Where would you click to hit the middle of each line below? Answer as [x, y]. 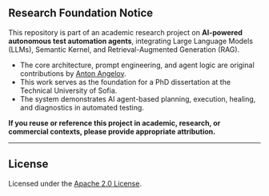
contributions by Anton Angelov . [73, 73]
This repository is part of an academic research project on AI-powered [125, 32]
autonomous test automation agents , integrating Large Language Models [131, 41]
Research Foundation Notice [81, 13]
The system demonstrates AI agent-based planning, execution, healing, [138, 98]
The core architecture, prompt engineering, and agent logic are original [137, 65]
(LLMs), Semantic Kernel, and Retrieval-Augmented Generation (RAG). [124, 49]
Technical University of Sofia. [68, 90]
